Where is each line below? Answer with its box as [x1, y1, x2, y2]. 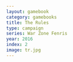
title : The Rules [6, 19, 49, 25]
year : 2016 [6, 36, 33, 42]
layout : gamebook [6, 8, 49, 15]
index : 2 [6, 42, 28, 48]
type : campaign [6, 25, 44, 31]
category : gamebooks [6, 14, 58, 20]
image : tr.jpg [6, 47, 42, 53]
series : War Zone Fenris [6, 31, 68, 37]
